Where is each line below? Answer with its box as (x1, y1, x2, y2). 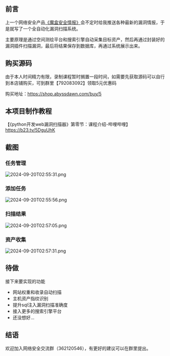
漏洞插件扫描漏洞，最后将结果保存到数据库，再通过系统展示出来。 (5, 43, 143, 49)
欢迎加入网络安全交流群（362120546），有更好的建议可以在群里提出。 (5, 345, 151, 351)
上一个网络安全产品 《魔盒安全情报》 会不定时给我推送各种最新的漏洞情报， (5, 19, 160, 25)
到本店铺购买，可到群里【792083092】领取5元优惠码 (5, 80, 117, 86)
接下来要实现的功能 (5, 278, 46, 284)
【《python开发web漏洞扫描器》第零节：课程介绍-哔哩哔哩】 (5, 121, 131, 127)
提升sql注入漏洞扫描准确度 (12, 302, 68, 308)
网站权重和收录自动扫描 (12, 289, 62, 295)
